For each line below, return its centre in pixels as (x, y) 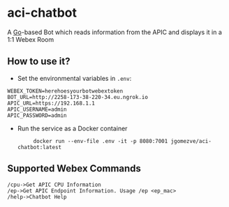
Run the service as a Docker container (72, 128)
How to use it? (39, 62)
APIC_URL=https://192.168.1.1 (51, 103)
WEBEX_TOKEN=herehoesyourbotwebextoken (65, 91)
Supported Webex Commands (74, 169)
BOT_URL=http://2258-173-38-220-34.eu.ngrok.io (78, 97)
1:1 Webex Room (31, 39)
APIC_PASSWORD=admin (37, 115)
